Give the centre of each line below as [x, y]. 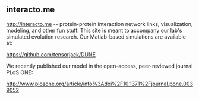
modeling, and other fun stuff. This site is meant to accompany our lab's [94, 30]
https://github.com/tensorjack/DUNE [51, 54]
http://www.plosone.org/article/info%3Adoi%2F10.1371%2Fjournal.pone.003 [99, 84]
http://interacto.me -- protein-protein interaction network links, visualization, [99, 24]
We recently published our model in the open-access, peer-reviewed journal [99, 66]
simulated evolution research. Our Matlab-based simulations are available [96, 36]
